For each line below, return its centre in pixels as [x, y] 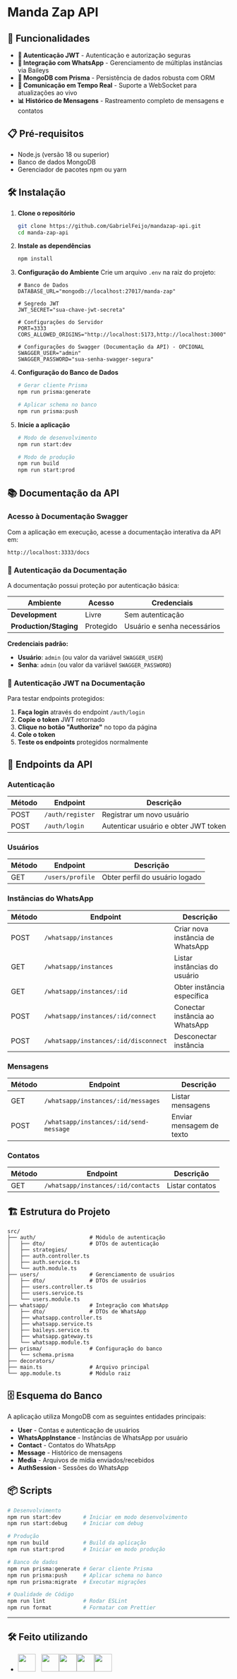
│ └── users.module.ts [44, 1299]
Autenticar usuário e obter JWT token [164, 826]
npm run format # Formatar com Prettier [82, 1608]
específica [192, 996]
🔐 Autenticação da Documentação [67, 570]
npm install [35, 259]
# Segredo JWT [38, 304]
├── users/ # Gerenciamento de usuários [91, 1275]
